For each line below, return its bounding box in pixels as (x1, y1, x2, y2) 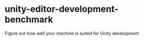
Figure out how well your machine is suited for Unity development (4, 30, 140, 36)
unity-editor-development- (4, 3, 119, 15)
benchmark (4, 14, 53, 25)
